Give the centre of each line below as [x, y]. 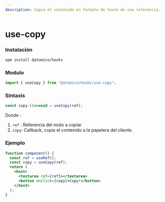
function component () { [30, 153]
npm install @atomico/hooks [34, 60]
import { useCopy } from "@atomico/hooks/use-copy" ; [61, 83]
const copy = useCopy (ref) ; [39, 162]
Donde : [13, 115]
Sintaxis [15, 96]
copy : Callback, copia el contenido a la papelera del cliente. [72, 130]
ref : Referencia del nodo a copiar [47, 125]
